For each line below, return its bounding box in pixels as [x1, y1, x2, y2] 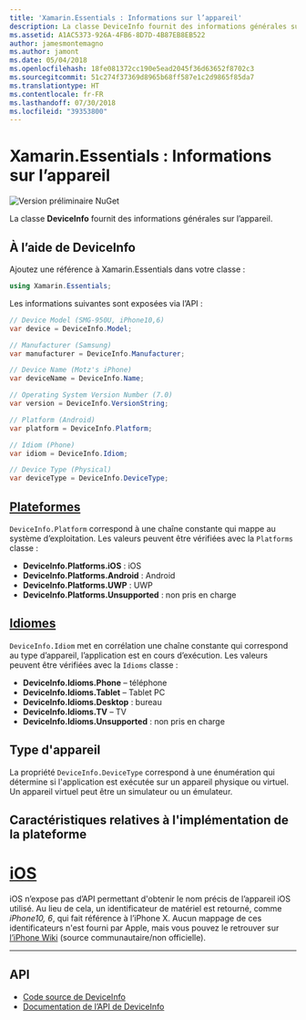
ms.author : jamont [9, 47, 79, 57]
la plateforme [9, 827, 87, 842]
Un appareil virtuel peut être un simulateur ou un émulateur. [9, 786, 233, 796]
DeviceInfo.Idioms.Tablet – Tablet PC [22, 686, 166, 698]
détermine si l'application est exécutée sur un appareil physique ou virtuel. [9, 776, 290, 787]
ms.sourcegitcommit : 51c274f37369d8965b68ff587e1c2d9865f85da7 [9, 73, 255, 82]
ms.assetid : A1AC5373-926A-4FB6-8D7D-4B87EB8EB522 [9, 30, 206, 39]
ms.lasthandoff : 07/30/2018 [9, 98, 117, 108]
